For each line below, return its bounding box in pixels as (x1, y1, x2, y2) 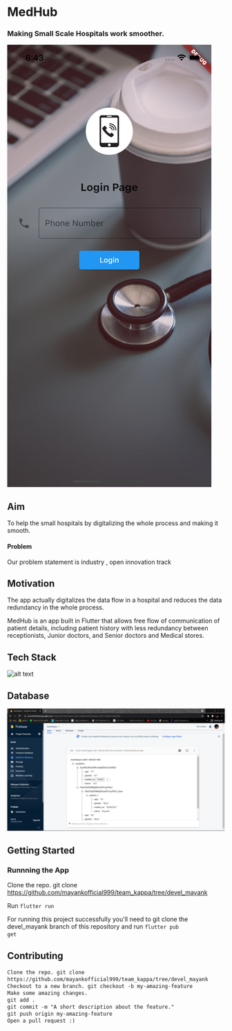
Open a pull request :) (7, 1017, 76, 1024)
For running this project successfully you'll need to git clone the (7, 915, 188, 923)
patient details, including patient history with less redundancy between (7, 624, 209, 632)
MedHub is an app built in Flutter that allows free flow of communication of (7, 616, 220, 625)
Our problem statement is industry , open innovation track (7, 558, 171, 566)
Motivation (7, 578, 55, 589)
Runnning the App (7, 865, 69, 875)
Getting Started (7, 844, 75, 856)
